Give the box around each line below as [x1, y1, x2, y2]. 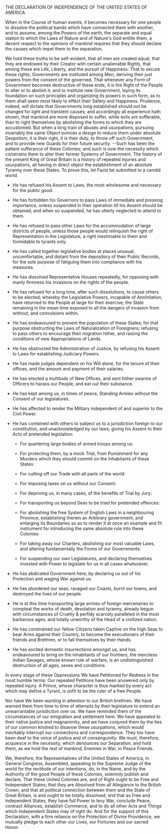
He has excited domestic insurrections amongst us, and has [12, 646, 136, 652]
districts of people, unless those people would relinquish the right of [12, 228, 153, 234]
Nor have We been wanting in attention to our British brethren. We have [5, 697, 152, 703]
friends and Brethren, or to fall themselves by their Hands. [12, 637, 132, 642]
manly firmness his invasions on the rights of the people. [12, 279, 129, 285]
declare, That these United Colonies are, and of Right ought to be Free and [5, 776, 159, 782]
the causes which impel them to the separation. [5, 46, 103, 51]
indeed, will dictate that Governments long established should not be [5, 103, 146, 109]
